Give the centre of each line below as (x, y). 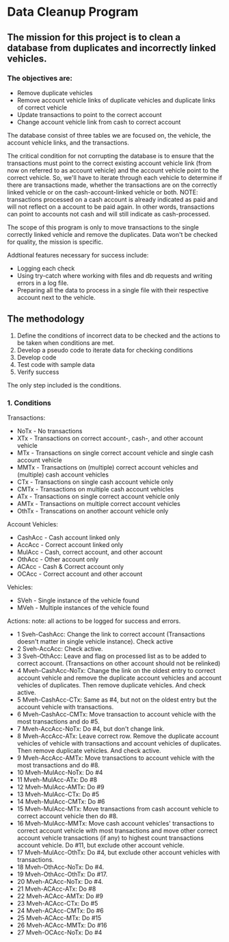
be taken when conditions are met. (66, 342)
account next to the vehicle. (56, 297)
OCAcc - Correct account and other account (80, 574)
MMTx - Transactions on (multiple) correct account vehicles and (107, 467)
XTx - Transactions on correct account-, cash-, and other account (110, 438)
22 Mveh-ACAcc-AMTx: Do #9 (60, 896)
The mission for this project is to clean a (94, 37)
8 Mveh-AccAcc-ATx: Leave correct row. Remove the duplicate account (118, 736)
